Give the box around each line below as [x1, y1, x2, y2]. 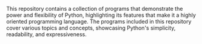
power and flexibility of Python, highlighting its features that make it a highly [6, 11, 196, 19]
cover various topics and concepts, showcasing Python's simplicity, [6, 24, 176, 31]
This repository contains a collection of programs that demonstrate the [6, 5, 183, 12]
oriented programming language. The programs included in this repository [6, 18, 192, 25]
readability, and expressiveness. [6, 31, 87, 38]
